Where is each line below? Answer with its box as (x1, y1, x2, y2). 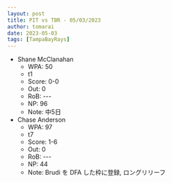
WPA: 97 (27, 123, 53, 132)
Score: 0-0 (27, 77, 59, 86)
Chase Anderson (17, 116, 66, 124)
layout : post (7, 10, 45, 17)
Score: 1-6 (27, 138, 58, 146)
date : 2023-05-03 (7, 29, 58, 37)
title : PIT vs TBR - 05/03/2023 (7, 17, 101, 24)
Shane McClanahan (17, 55, 74, 63)
